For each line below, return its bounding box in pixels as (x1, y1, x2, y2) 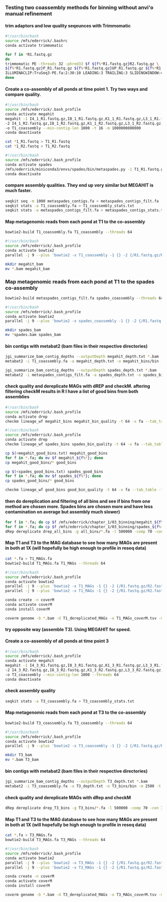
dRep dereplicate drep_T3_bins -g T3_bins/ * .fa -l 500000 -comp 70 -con (5, 806, 159, 811)
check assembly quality (5, 688, 56, 694)
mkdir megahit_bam (5, 262, 43, 267)
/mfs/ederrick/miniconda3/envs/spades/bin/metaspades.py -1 (5, 167, 133, 172)
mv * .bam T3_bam (5, 757, 39, 762)
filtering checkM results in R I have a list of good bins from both (5, 388, 139, 394)
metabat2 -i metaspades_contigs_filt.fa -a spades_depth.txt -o (5, 372, 141, 377)
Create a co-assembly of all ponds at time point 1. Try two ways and (5, 86, 148, 92)
